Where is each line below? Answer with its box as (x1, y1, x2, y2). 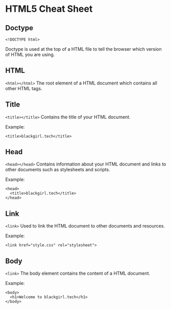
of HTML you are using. (5, 52, 55, 57)
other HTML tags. (5, 85, 42, 91)
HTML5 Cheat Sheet (5, 3, 93, 15)
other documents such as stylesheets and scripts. (5, 167, 111, 173)
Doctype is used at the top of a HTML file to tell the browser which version (5, 46, 162, 52)
